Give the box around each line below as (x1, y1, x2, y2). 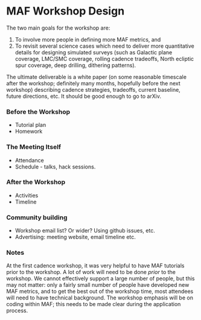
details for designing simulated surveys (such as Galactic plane (14, 48, 173, 56)
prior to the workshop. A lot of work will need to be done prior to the (6, 269, 176, 276)
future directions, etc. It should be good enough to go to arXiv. (6, 92, 162, 100)
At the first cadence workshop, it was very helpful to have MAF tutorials (6, 262, 185, 269)
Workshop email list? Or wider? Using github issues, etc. (14, 227, 155, 234)
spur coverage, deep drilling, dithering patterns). (14, 62, 136, 69)
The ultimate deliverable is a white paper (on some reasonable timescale (6, 73, 187, 80)
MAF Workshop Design (6, 4, 125, 18)
